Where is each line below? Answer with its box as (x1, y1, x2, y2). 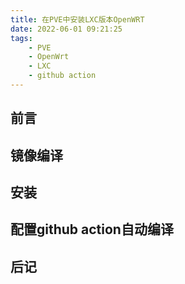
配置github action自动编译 (10, 221, 174, 238)
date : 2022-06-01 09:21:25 (10, 24, 123, 34)
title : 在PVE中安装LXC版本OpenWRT (10, 14, 145, 25)
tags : (10, 33, 33, 43)
